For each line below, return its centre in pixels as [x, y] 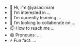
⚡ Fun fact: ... [23, 40]
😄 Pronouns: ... [25, 35]
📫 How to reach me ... [32, 28]
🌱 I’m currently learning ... [35, 18]
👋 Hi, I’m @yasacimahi [32, 7]
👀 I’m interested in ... [30, 12]
